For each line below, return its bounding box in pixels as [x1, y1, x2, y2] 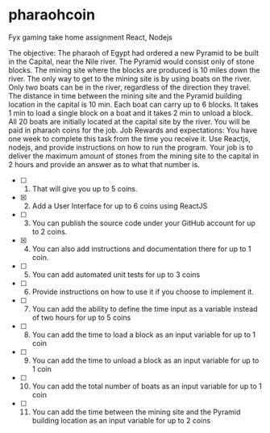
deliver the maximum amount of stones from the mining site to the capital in [8, 151, 260, 161]
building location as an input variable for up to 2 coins [31, 415, 211, 425]
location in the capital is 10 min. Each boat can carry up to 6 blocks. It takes [8, 99, 260, 109]
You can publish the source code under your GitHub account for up [31, 218, 255, 228]
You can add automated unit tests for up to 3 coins [31, 269, 201, 280]
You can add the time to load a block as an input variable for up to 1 [31, 330, 256, 339]
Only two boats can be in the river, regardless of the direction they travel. [8, 82, 251, 92]
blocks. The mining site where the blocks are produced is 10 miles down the [8, 65, 260, 74]
